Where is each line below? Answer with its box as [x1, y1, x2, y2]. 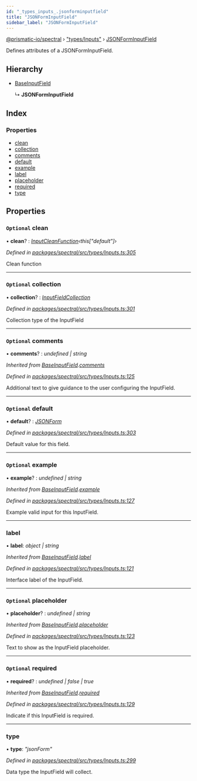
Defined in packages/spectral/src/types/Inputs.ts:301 [6, 305, 135, 312]
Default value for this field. [6, 441, 70, 448]
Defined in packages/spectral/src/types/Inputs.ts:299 [6, 757, 136, 764]
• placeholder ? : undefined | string [6, 610, 91, 617]
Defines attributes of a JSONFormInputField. [6, 47, 113, 54]
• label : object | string [6, 542, 59, 549]
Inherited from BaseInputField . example [6, 486, 100, 493]
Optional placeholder [6, 596, 67, 604]
